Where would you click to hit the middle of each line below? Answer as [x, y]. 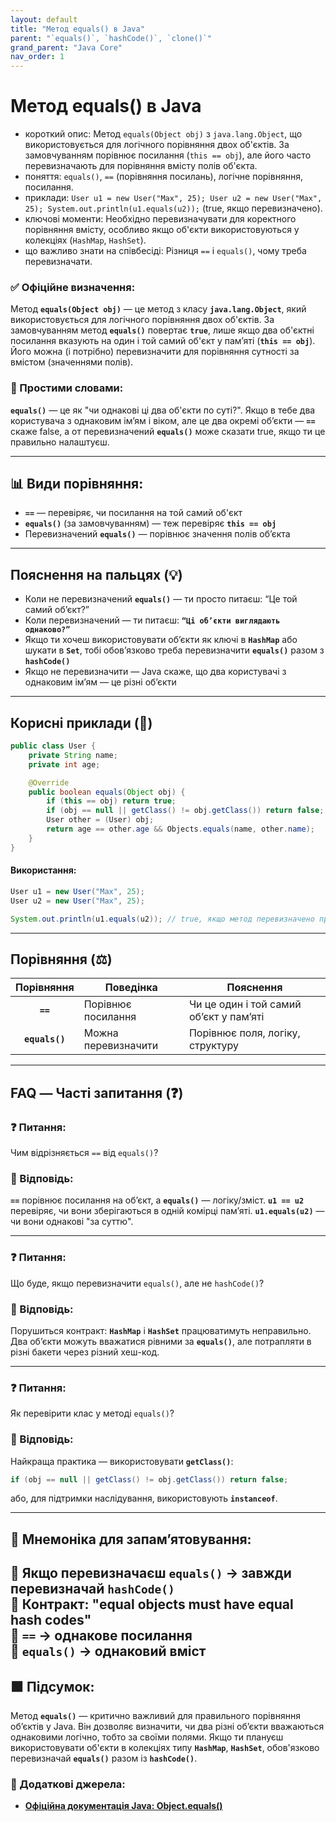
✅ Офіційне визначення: [73, 287]
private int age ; [64, 764]
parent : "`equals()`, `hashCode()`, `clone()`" [111, 38]
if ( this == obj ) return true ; [111, 801]
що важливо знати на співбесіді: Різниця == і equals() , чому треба [165, 251]
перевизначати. [58, 262]
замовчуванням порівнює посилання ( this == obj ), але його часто [168, 155]
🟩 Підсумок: [52, 1686]
